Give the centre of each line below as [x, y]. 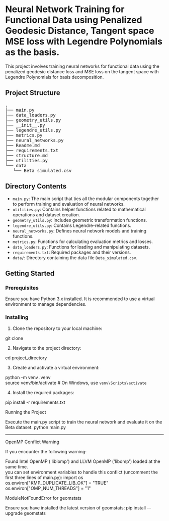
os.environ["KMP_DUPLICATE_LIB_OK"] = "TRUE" [57, 483]
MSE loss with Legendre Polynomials [84, 42]
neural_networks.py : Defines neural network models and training [79, 230]
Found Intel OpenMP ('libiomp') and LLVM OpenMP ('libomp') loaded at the [83, 461]
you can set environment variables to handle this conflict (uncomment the [82, 472]
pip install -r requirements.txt [35, 402]
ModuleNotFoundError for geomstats [44, 498]
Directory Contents [36, 186]
